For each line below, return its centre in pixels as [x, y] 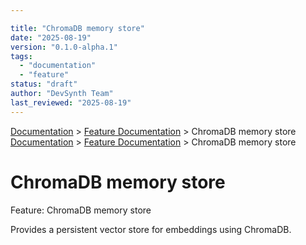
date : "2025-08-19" [51, 37]
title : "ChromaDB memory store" [77, 28]
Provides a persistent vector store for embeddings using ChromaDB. [151, 229]
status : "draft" [44, 84]
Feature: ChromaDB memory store [81, 210]
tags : [21, 56]
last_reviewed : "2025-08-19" [71, 102]
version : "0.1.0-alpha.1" [64, 47]
